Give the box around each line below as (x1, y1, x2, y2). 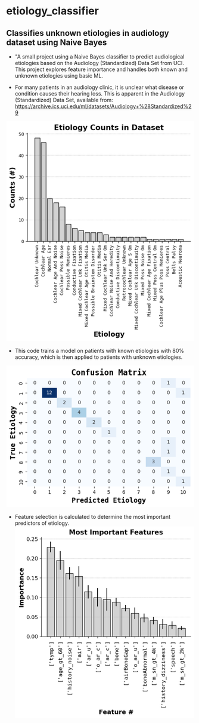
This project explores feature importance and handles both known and (14, 66, 188, 73)
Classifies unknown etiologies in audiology (6, 28, 169, 38)
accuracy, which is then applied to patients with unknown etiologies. (14, 353, 183, 361)
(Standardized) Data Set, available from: (14, 97, 113, 103)
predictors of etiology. (14, 519, 70, 527)
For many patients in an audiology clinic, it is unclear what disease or (14, 84, 185, 91)
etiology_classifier (6, 4, 99, 18)
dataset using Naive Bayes (6, 37, 107, 47)
